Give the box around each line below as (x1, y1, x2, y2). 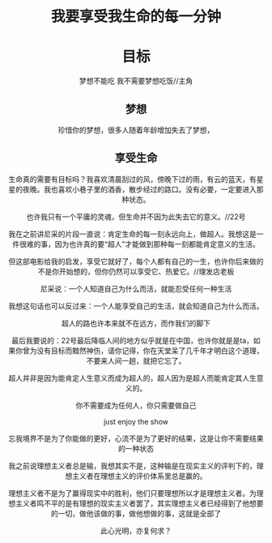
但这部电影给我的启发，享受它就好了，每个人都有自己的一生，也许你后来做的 (8, 256, 264, 266)
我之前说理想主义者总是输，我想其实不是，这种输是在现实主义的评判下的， (8, 460, 257, 471)
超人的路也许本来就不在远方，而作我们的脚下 (62, 318, 210, 328)
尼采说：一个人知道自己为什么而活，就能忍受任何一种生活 (40, 283, 232, 293)
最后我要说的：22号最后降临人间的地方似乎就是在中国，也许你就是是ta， (11, 335, 253, 345)
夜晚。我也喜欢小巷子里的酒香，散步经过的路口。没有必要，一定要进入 (22, 184, 257, 194)
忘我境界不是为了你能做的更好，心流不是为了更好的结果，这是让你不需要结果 (8, 433, 264, 443)
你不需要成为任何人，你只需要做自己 (75, 400, 197, 410)
